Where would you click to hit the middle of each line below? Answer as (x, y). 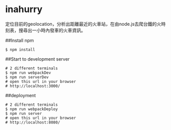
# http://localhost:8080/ (33, 122)
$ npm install (20, 50)
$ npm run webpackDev (28, 73)
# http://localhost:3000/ (33, 86)
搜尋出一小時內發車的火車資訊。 (52, 30)
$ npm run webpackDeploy (32, 109)
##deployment (21, 95)
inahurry (24, 9)
